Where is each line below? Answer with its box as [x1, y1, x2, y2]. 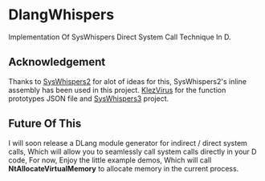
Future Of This [8, 117, 82, 131]
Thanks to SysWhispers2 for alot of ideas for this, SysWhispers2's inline [8, 76, 247, 86]
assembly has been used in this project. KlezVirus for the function [8, 85, 226, 95]
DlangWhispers [8, 6, 115, 24]
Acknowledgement [8, 55, 106, 69]
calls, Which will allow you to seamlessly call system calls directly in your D [8, 147, 257, 156]
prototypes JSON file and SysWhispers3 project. [8, 94, 169, 103]
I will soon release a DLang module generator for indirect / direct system [8, 138, 247, 147]
